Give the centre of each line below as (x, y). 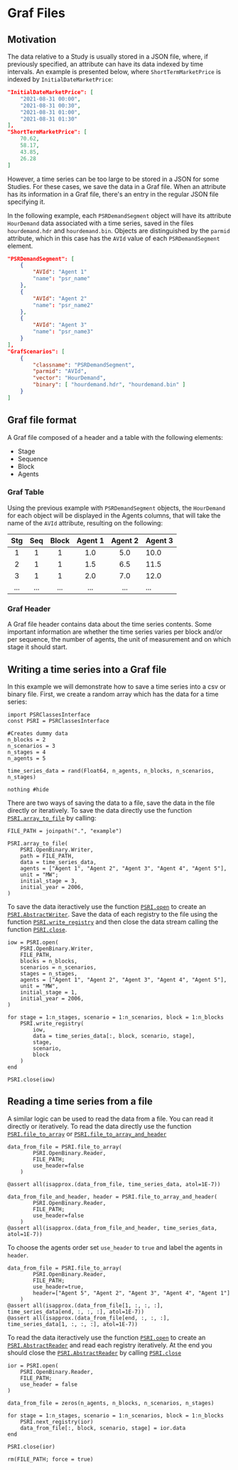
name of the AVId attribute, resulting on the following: (85, 523)
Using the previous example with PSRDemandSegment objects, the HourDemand (117, 508)
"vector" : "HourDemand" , (70, 378)
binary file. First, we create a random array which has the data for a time (113, 694)
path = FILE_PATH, (47, 856)
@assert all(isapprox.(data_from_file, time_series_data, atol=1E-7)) (114, 1184)
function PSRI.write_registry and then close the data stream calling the (113, 922)
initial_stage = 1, (49, 992)
